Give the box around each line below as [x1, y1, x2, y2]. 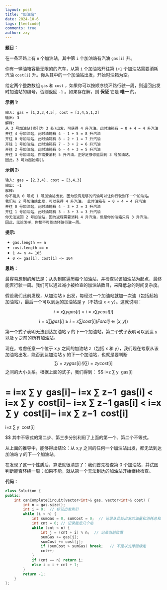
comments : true [5, 26, 37, 31]
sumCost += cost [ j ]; [40, 539, 83, 544]
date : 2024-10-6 [5, 16, 39, 21]
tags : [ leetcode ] [5, 21, 41, 26]
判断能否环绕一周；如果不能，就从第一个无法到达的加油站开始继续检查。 [5, 468, 153, 474]
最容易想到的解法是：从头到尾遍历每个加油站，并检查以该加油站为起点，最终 [5, 276, 162, 282]
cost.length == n [12, 245, 49, 250]
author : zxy [5, 30, 30, 35]
